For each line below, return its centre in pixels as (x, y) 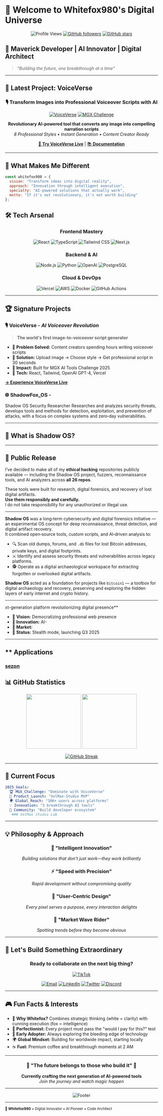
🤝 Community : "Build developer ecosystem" (53, 810)
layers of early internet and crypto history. (47, 593)
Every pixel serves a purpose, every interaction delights (81, 907)
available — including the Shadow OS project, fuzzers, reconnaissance (76, 475)
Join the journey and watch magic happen (81, 1081)
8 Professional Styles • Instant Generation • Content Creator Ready (81, 134)
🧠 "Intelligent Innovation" (81, 848)
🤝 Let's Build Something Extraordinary (64, 950)
